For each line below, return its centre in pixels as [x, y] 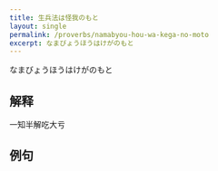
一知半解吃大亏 [37, 125]
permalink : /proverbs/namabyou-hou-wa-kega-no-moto [109, 34]
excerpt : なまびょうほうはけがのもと [72, 43]
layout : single [38, 26]
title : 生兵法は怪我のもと [54, 18]
